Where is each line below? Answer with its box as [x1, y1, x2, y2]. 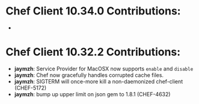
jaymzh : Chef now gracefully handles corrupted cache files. [14, 71, 164, 79]
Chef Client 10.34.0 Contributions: [5, 4, 181, 18]
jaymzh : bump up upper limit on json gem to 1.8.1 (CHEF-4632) [14, 90, 171, 97]
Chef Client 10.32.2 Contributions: [5, 45, 181, 59]
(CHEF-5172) [14, 84, 47, 91]
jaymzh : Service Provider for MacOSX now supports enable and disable [14, 65, 194, 72]
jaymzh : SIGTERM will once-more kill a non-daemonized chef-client [14, 78, 183, 85]
